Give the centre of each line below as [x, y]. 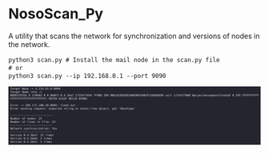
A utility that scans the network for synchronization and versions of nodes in [134, 36]
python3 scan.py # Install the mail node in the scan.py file [114, 60]
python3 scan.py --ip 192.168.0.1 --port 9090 [87, 76]
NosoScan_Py [56, 14]
